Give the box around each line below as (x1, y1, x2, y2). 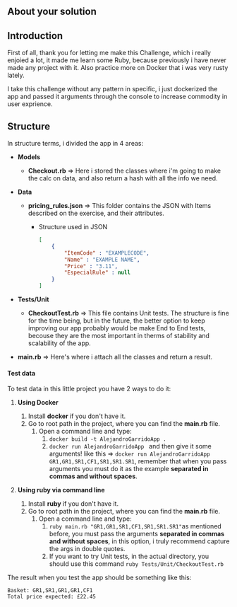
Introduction (7, 30, 63, 42)
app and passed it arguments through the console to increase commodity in (7, 92, 228, 101)
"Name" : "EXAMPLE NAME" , (63, 256, 140, 263)
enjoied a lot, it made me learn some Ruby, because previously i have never (7, 56, 227, 64)
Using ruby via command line (17, 486, 105, 495)
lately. (7, 71, 25, 80)
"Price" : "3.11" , (63, 262, 119, 270)
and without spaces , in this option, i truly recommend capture (49, 537, 230, 545)
